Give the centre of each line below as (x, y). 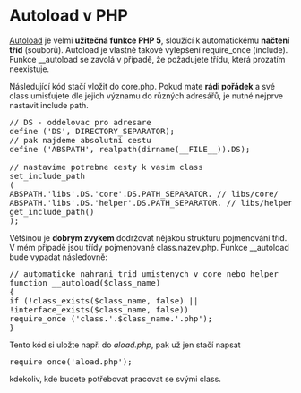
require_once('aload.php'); (71, 362)
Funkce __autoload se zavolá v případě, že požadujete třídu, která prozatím (147, 59)
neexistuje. (30, 69)
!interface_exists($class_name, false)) (99, 309)
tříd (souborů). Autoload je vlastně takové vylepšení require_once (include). (149, 49)
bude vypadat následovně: (58, 257)
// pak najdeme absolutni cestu (80, 140)
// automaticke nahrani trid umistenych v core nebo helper (144, 273)
